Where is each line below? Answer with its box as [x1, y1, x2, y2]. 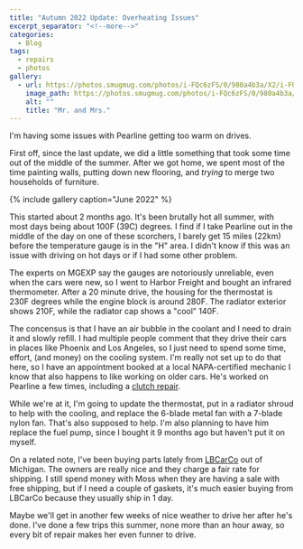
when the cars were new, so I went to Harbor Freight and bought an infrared [9, 277, 291, 288]
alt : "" [25, 97, 54, 107]
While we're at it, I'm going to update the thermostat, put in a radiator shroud [9, 398, 294, 409]
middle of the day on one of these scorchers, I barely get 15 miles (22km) [9, 231, 281, 242]
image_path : [25, 88, 70, 98]
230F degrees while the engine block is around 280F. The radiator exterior [9, 296, 287, 307]
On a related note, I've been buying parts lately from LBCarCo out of [9, 454, 263, 465]
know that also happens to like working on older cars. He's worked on [9, 371, 269, 382]
